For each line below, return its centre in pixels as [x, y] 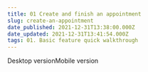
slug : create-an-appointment [51, 21]
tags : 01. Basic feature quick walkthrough [73, 41]
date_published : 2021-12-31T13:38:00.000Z [71, 27]
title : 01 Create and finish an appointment [74, 14]
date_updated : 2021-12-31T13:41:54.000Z [68, 34]
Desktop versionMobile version [53, 61]
